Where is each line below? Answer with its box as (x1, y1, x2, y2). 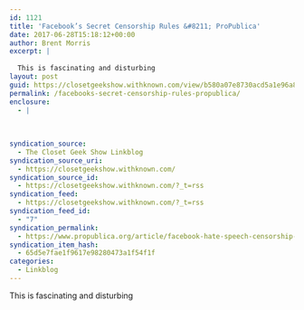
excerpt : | (9, 47, 51, 56)
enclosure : (9, 97, 51, 107)
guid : (9, 80, 30, 89)
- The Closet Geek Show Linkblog (17, 147, 144, 156)
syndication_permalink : (9, 223, 100, 232)
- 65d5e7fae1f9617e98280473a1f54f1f (17, 249, 156, 258)
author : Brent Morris (9, 38, 91, 48)
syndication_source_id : (9, 173, 100, 182)
